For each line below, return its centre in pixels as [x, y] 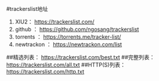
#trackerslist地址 [27, 9]
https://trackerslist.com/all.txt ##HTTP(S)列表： [66, 65]
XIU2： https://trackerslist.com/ [55, 22]
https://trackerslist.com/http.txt [46, 72]
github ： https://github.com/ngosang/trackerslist [77, 29]
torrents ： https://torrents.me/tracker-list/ [68, 37]
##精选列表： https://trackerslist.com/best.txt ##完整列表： [81, 57]
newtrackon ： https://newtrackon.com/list [69, 44]
